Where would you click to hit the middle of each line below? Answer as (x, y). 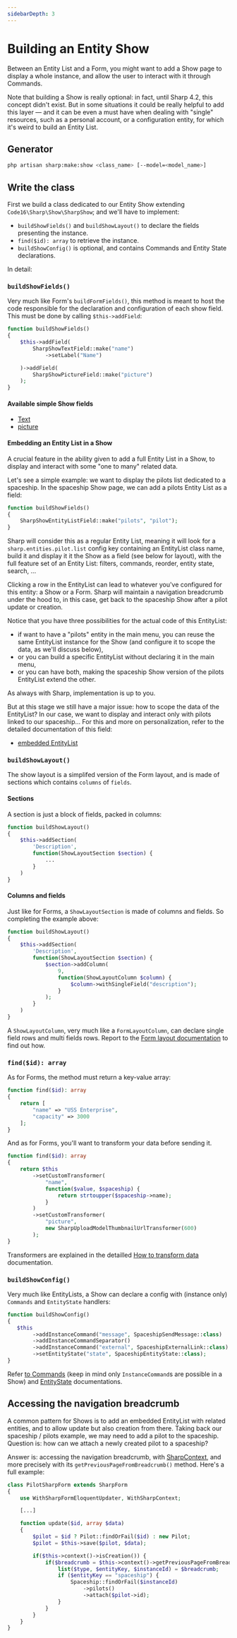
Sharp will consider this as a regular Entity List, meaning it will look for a (112, 541)
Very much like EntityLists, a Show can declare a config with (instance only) (117, 1294)
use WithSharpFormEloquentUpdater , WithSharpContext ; (101, 1498)
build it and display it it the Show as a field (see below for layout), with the (115, 556)
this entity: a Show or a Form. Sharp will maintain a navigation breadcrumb (115, 592)
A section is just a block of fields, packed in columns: (85, 814)
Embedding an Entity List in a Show (60, 443)
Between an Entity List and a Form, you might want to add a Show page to (115, 68)
